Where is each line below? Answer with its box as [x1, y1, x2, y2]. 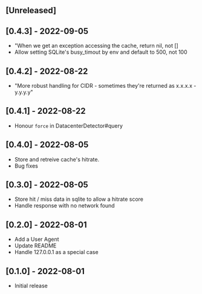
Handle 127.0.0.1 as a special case [14, 249, 99, 256]
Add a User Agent [14, 236, 59, 243]
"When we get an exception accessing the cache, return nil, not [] [14, 42, 179, 50]
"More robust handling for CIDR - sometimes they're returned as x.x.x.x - [14, 82, 197, 90]
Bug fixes [14, 162, 39, 169]
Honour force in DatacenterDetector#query [14, 122, 123, 129]
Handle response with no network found [14, 202, 116, 209]
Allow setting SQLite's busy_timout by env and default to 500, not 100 [14, 48, 188, 56]
